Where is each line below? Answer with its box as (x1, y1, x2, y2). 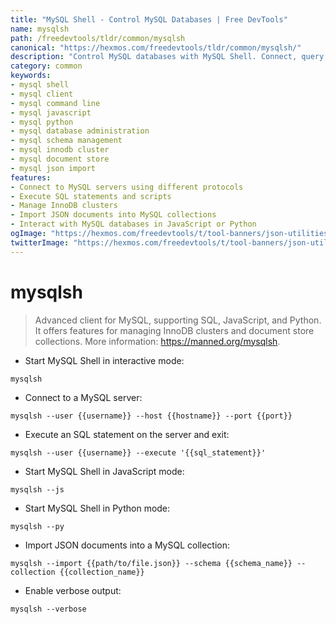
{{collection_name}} (59, 567, 145, 577)
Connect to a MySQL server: (24, 391, 143, 403)
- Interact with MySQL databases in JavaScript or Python (10, 219, 257, 230)
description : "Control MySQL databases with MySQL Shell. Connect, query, (10, 52, 329, 62)
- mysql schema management (10, 136, 123, 146)
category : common (10, 61, 83, 71)
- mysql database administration (10, 126, 150, 136)
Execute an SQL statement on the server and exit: (24, 428, 230, 440)
